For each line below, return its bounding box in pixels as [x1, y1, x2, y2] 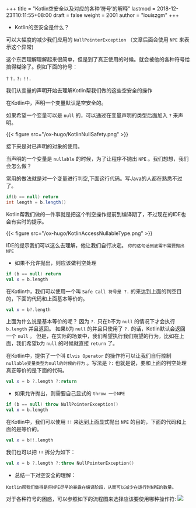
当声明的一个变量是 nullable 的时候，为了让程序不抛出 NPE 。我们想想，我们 [6, 155, 189, 162]
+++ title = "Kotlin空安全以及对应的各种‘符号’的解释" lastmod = [6, 5, 156, 12]
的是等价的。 [10, 426, 42, 433]
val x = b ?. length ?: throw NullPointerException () [6, 460, 134, 466]
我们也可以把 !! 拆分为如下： [6, 448, 76, 455]
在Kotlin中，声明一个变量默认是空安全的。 [6, 99, 107, 106]
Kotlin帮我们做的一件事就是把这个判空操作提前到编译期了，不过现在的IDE [6, 210, 181, 217]
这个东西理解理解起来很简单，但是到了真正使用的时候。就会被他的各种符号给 [6, 56, 190, 63]
